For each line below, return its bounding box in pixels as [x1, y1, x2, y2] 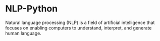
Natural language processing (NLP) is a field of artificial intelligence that [5, 19, 155, 25]
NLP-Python [5, 3, 58, 14]
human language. [5, 30, 41, 36]
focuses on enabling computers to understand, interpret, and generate [5, 24, 152, 30]
